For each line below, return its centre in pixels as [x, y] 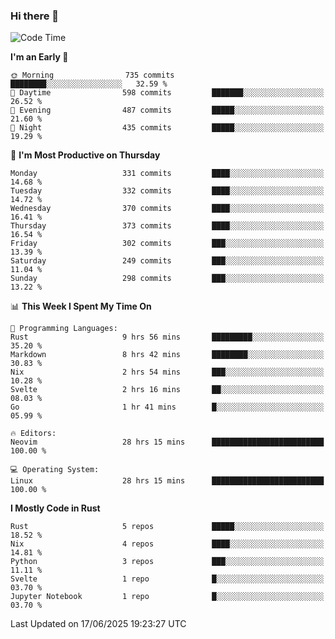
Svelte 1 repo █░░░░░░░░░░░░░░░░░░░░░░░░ [167, 579]
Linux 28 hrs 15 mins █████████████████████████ [167, 481]
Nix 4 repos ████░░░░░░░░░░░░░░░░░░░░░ [167, 544]
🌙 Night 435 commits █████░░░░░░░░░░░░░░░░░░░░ [167, 128]
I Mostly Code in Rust [55, 508]
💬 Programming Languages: [64, 329]
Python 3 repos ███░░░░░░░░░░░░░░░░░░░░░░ [167, 562]
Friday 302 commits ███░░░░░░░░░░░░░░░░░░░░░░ [167, 244]
